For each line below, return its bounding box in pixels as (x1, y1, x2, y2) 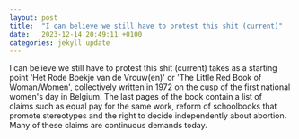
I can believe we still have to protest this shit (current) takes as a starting (9, 63, 277, 74)
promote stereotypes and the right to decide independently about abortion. (9, 110, 287, 121)
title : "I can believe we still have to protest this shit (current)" (9, 22, 283, 30)
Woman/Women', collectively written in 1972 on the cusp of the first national (9, 82, 291, 92)
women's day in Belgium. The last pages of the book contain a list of (9, 91, 263, 102)
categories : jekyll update (9, 38, 110, 48)
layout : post (9, 13, 58, 22)
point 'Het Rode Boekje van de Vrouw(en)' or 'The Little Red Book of (9, 73, 262, 83)
